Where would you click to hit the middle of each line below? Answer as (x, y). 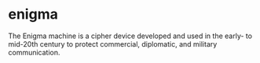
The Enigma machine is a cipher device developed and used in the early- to (130, 36)
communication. (34, 52)
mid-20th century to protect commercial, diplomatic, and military (113, 44)
